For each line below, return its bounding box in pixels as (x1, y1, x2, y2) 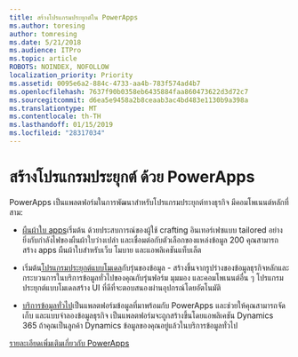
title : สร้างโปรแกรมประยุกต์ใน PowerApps (9, 12, 139, 22)
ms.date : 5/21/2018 (9, 37, 82, 47)
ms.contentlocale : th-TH (9, 112, 101, 121)
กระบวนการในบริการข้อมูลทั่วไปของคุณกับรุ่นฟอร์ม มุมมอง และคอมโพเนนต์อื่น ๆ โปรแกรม (21, 272, 284, 282)
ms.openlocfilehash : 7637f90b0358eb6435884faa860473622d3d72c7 (9, 87, 249, 96)
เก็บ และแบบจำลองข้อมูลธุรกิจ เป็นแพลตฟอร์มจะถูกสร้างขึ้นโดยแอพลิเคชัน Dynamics (21, 310, 274, 321)
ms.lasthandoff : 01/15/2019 (9, 121, 114, 130)
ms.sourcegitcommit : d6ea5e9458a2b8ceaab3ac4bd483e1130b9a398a (9, 95, 249, 105)
